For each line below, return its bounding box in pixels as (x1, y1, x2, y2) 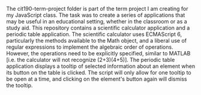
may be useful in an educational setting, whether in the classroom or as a (6, 18, 187, 25)
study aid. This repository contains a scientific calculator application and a (6, 24, 190, 31)
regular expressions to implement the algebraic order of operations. (6, 43, 173, 51)
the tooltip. (6, 82, 33, 89)
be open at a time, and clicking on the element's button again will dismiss (6, 75, 187, 82)
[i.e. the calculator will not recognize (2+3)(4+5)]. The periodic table (6, 57, 175, 63)
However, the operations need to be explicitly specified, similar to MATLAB (6, 50, 191, 57)
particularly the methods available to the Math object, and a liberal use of (6, 37, 187, 44)
